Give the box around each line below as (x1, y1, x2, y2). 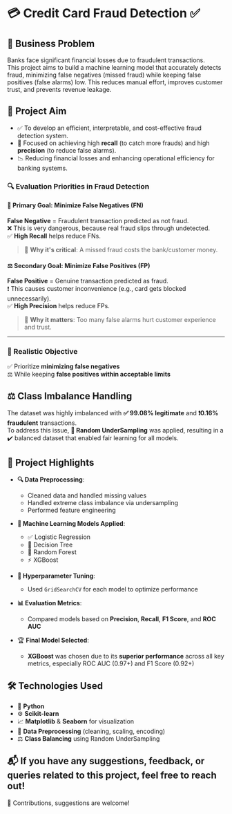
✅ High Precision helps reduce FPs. (7, 302, 110, 310)
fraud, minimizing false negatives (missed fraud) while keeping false (7, 70, 202, 79)
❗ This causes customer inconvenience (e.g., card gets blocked (7, 285, 186, 293)
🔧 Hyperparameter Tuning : (17, 571, 95, 580)
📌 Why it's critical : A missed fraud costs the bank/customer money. (23, 245, 218, 254)
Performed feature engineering (27, 506, 116, 515)
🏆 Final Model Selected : (17, 636, 90, 645)
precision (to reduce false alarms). (17, 146, 117, 154)
